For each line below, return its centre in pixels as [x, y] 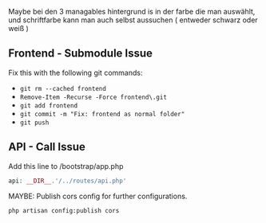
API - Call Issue [47, 147]
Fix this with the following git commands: [75, 72]
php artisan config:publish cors [64, 210]
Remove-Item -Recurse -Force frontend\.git [93, 97]
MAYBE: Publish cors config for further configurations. [98, 196]
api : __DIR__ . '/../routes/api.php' [67, 181]
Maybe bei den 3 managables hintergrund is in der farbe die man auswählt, [132, 12]
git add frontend [49, 106]
